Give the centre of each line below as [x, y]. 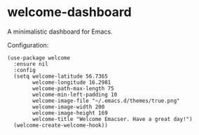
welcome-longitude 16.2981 [72, 82]
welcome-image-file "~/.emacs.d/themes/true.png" [106, 101]
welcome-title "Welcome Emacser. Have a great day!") [112, 119]
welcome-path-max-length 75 [73, 88]
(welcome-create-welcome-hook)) [61, 125]
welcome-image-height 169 [70, 113]
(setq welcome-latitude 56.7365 [61, 76]
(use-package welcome [39, 58]
